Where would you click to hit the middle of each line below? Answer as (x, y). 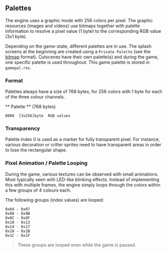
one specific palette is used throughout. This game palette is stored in (77, 62)
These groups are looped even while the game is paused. (77, 245)
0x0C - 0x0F (18, 218)
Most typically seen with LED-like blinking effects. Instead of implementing (82, 179)
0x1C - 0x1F (18, 235)
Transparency (23, 129)
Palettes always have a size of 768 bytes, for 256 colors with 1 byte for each (84, 92)
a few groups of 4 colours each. (38, 190)
